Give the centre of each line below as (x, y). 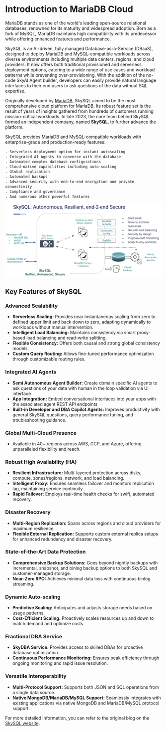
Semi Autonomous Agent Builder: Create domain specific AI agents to (85, 383)
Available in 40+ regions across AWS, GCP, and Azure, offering (77, 444)
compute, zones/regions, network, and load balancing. (68, 478)
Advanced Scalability (32, 306)
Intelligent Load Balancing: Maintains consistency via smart (74, 333)
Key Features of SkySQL (43, 292)
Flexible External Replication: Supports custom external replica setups (85, 534)
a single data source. (34, 692)
